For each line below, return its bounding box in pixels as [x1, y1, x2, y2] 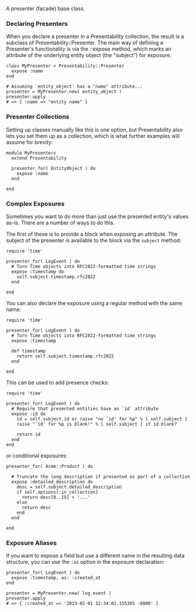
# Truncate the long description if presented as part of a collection [11, 473, 191, 480]
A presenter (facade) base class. [6, 5, 85, 12]
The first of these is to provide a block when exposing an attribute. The [6, 230, 178, 238]
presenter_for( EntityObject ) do [11, 165, 96, 171]
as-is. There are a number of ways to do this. [6, 219, 115, 226]
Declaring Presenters [6, 19, 68, 28]
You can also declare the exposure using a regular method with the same [6, 299, 183, 306]
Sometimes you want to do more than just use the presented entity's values [6, 213, 189, 220]
